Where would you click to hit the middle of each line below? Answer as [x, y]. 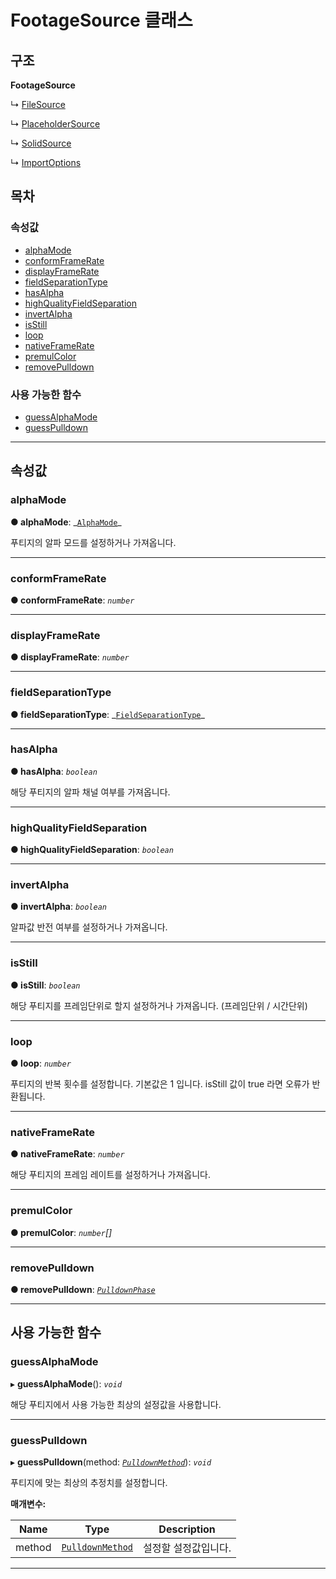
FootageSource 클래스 [101, 20]
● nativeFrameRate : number [67, 1154]
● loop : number [41, 1063]
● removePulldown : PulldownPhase [83, 1289]
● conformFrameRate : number [72, 600]
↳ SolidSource [41, 143]
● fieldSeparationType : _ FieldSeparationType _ [107, 714]
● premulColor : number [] [61, 1232]
